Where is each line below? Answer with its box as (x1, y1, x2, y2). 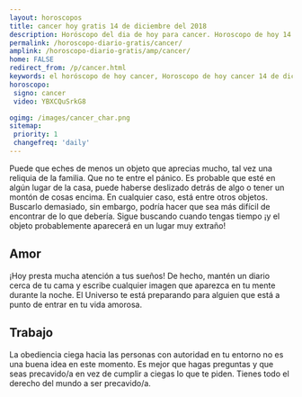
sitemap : (9, 122, 42, 131)
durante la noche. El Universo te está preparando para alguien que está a (9, 289, 280, 300)
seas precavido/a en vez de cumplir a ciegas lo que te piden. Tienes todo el (9, 368, 289, 379)
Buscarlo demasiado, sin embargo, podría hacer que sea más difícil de (9, 201, 271, 212)
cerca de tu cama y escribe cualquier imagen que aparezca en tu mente (9, 280, 276, 291)
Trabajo (9, 325, 54, 340)
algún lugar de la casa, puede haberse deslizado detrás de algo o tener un (9, 182, 285, 193)
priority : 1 (13, 130, 58, 140)
